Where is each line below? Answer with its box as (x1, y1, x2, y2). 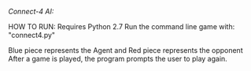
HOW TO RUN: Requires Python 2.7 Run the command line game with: (8, 22, 235, 31)
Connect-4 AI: (8, 7, 54, 16)
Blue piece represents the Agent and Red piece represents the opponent (8, 46, 243, 54)
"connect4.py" (8, 31, 56, 39)
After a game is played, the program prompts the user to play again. (8, 54, 228, 63)
